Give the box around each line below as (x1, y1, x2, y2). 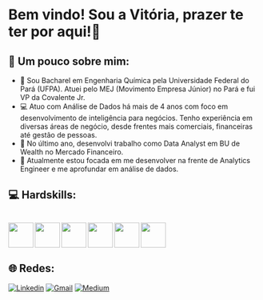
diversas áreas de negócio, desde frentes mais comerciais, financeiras (19, 122, 253, 131)
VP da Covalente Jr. (19, 93, 86, 102)
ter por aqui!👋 (8, 22, 102, 41)
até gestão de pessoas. (19, 130, 98, 139)
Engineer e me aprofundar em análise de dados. (19, 164, 179, 174)
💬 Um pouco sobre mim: (8, 54, 130, 68)
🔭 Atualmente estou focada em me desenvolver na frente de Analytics (19, 156, 250, 165)
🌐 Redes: (8, 262, 55, 275)
